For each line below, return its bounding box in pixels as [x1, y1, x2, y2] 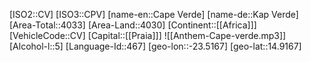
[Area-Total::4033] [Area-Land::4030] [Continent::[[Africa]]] [9, 19, 257, 31]
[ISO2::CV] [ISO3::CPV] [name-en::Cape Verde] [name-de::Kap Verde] [9, 9, 299, 20]
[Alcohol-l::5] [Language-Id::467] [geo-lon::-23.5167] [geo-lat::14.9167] [9, 40, 302, 52]
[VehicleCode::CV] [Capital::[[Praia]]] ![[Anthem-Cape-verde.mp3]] [9, 30, 287, 41]
